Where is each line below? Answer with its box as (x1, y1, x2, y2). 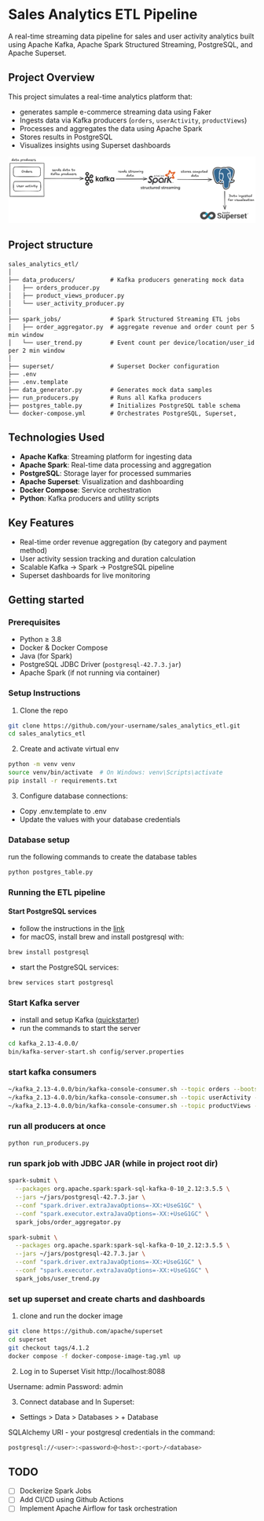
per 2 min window (8, 346, 65, 354)
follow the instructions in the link (19, 924, 125, 933)
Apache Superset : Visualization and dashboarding (19, 477, 185, 486)
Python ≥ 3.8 (19, 635, 62, 644)
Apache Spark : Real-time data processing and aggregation (19, 460, 212, 469)
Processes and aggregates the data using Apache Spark (19, 123, 203, 133)
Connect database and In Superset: (19, 1397, 135, 1406)
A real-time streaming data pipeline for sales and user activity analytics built (8, 31, 255, 41)
